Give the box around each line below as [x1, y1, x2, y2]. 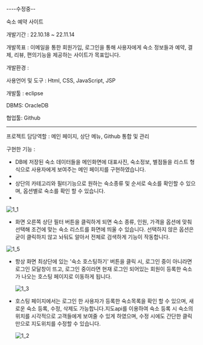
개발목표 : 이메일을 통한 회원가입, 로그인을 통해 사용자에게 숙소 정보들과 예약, [6, 44, 187, 51]
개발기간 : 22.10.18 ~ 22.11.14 [6, 31, 75, 38]
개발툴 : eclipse [6, 90, 43, 97]
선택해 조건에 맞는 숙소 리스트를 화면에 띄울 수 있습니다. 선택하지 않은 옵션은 [14, 226, 195, 233]
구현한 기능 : [6, 145, 36, 153]
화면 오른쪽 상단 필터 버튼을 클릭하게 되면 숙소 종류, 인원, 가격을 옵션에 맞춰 [14, 218, 192, 225]
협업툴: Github [6, 114, 41, 121]
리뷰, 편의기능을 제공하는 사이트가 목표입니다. [14, 51, 121, 59]
